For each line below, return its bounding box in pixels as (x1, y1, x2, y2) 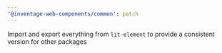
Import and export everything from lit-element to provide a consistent (7, 30, 216, 38)
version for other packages (7, 37, 87, 46)
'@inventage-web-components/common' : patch (7, 10, 139, 18)
